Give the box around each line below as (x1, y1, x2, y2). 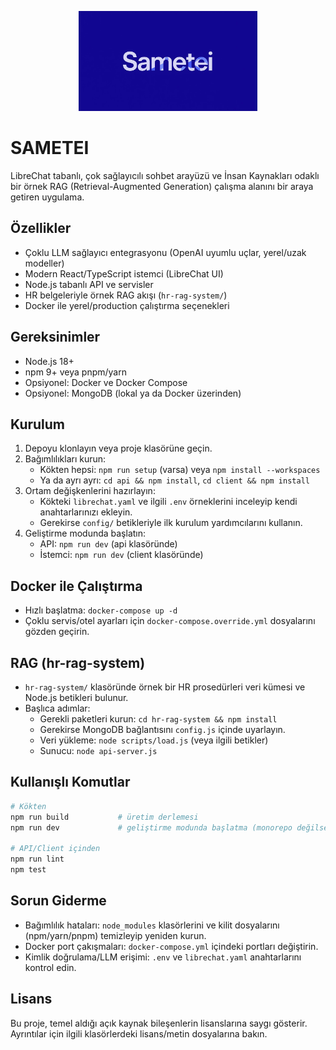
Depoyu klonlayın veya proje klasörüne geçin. (24, 442, 213, 455)
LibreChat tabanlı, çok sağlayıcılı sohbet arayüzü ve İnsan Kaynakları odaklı (10, 169, 320, 181)
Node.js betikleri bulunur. (24, 692, 129, 703)
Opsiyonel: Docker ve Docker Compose (24, 376, 188, 388)
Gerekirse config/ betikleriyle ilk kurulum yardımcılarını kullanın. (39, 517, 303, 529)
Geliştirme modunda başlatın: (24, 527, 147, 540)
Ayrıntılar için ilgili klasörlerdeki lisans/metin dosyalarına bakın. (10, 1027, 268, 1040)
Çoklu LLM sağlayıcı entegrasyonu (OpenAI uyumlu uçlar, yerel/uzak (24, 246, 307, 258)
